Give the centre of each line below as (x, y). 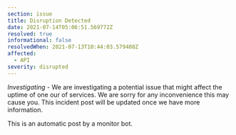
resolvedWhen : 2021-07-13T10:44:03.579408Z (73, 47)
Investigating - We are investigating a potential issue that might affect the (115, 87)
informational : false (40, 40)
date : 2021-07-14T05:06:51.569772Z (60, 27)
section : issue (30, 14)
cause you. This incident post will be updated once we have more (104, 102)
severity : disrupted (38, 67)
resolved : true (30, 34)
